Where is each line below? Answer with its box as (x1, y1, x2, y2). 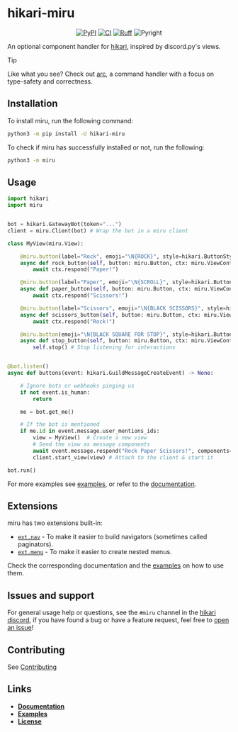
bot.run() (7, 466, 37, 474)
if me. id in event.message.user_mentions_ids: (20, 427, 160, 435)
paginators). (17, 540, 54, 548)
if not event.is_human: (20, 388, 91, 396)
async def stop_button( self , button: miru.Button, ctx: (20, 337, 189, 344)
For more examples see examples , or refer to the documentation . (7, 480, 197, 488)
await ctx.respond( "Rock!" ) (33, 317, 115, 325)
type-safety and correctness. (7, 77, 93, 86)
